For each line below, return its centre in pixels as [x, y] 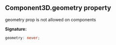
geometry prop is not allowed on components [50, 19]
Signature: [16, 29]
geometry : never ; [23, 38]
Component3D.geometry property [58, 8]
